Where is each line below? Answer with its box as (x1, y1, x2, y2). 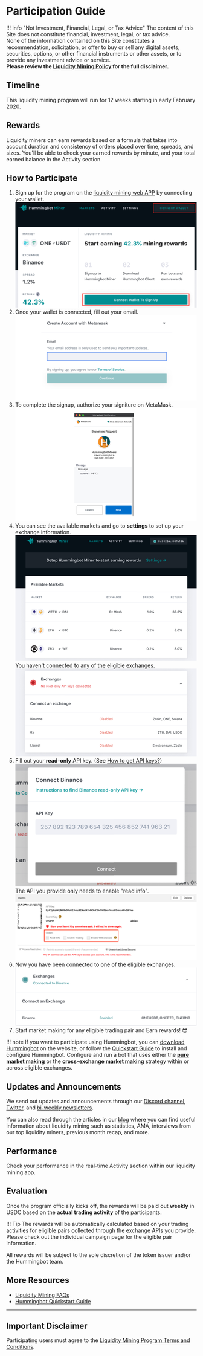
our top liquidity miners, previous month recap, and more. (6, 1129, 150, 1136)
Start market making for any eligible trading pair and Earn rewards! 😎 (14, 1027, 188, 1034)
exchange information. (14, 528, 71, 535)
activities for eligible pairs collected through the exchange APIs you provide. (6, 1227, 196, 1234)
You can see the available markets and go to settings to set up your (14, 521, 184, 529)
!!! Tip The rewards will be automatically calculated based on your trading (6, 1220, 189, 1227)
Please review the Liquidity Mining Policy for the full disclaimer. (6, 62, 169, 70)
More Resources (6, 1275, 69, 1285)
